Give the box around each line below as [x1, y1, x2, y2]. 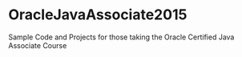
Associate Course [8, 40, 67, 50]
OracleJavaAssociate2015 [8, 6, 188, 24]
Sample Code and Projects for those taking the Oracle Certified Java [8, 32, 235, 42]
